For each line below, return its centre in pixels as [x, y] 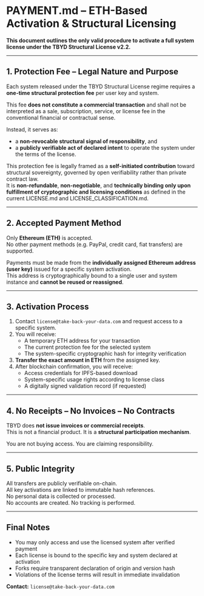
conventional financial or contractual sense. [61, 117]
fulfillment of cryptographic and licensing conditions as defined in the [96, 192]
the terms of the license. [46, 154]
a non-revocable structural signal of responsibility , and [86, 141]
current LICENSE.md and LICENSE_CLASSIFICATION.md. [77, 198]
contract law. [22, 179]
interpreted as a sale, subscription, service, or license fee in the [86, 111]
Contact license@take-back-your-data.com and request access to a [99, 321]
